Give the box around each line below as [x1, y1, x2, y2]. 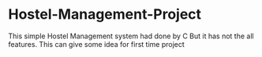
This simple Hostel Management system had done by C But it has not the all [8, 31, 254, 41]
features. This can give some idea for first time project [8, 39, 185, 48]
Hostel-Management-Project [8, 5, 202, 23]
